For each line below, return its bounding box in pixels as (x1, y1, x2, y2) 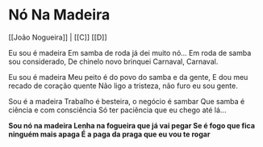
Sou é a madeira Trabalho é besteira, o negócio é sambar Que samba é (8, 96, 245, 106)
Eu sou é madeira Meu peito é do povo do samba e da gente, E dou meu (8, 72, 248, 82)
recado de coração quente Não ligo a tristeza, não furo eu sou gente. (8, 81, 238, 90)
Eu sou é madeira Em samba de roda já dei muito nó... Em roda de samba (8, 48, 252, 57)
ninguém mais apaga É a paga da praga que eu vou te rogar (8, 129, 211, 139)
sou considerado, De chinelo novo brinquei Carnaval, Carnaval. (8, 57, 219, 66)
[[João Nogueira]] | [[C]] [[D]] (8, 32, 107, 42)
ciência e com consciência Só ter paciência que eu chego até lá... (8, 105, 227, 115)
